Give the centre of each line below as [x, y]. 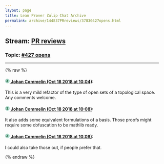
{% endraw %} [20, 157]
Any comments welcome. [31, 98]
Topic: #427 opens [28, 55]
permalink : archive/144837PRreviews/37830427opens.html [63, 20]
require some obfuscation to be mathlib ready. [51, 125]
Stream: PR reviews [35, 41]
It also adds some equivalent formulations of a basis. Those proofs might [78, 120]
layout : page [18, 10]
